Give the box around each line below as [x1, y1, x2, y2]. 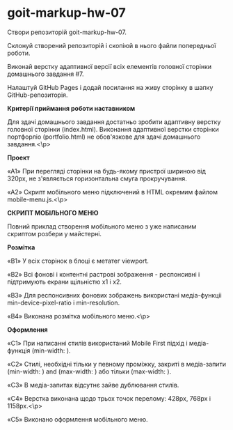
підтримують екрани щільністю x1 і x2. [7, 277, 122, 286]
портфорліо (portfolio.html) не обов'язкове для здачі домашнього [7, 132, 201, 141]
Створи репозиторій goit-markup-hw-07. [7, 28, 127, 36]
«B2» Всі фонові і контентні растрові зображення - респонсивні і [7, 270, 200, 278]
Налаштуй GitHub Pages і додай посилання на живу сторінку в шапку [7, 83, 214, 91]
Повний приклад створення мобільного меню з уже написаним [7, 222, 197, 231]
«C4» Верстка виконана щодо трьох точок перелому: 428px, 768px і [7, 394, 211, 402]
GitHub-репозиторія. [7, 91, 68, 99]
